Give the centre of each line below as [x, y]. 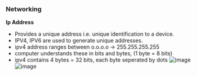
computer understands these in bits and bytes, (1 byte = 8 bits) [93, 54]
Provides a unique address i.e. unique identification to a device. [94, 34]
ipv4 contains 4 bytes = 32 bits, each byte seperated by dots [91, 60]
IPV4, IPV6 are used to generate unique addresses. [79, 41]
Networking [24, 9]
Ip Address [20, 22]
